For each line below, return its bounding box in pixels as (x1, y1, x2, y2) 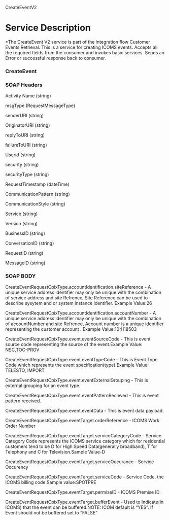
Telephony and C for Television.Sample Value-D (5, 449, 106, 455)
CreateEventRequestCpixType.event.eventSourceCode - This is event (5, 336, 151, 342)
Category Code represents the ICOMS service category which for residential (5, 438, 165, 444)
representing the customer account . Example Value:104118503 (5, 326, 137, 332)
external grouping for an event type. (5, 383, 81, 389)
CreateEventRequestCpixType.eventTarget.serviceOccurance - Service (5, 459, 154, 465)
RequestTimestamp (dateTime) (5, 181, 70, 187)
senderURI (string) (5, 113, 44, 119)
